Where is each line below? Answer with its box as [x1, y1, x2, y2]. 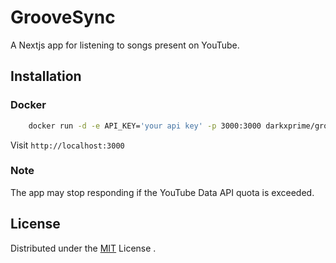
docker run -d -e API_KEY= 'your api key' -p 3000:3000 [28, 121, 262, 131]
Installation [10, 68, 82, 85]
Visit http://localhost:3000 [10, 139, 125, 151]
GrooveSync [10, 6, 116, 29]
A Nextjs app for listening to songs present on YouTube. [10, 39, 240, 51]
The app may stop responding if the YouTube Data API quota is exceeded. [10, 186, 315, 198]
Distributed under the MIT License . [10, 242, 157, 254]
